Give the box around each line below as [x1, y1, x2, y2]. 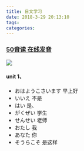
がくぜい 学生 [14, 109, 48, 116]
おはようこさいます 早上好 [14, 87, 78, 94]
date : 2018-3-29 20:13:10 [6, 14, 69, 20]
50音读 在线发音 [6, 45, 52, 53]
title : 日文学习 [6, 8, 42, 15]
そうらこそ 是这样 [14, 139, 58, 146]
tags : [6, 19, 19, 25]
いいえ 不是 [14, 95, 42, 102]
